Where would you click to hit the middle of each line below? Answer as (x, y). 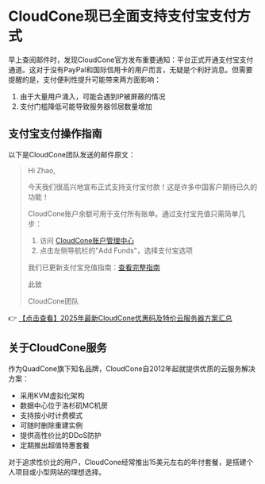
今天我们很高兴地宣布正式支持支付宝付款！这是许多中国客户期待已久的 (142, 187)
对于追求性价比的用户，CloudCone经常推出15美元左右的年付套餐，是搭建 (127, 462)
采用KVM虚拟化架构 (52, 395)
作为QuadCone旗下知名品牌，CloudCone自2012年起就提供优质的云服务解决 (132, 368)
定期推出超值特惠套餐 (54, 445)
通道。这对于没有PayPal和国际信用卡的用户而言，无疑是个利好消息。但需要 (131, 69)
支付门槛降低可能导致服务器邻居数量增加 (86, 106)
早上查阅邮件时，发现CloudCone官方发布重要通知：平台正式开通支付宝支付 (131, 60)
